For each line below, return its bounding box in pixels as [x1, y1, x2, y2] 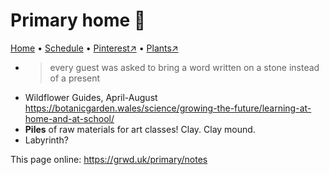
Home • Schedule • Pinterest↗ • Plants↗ [10, 42, 179, 54]
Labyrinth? [24, 134, 69, 146]
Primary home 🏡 [10, 9, 147, 32]
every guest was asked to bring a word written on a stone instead [49, 61, 320, 73]
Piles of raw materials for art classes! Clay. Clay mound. [24, 123, 256, 135]
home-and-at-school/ [24, 112, 115, 124]
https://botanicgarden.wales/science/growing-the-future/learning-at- [24, 102, 312, 114]
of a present [49, 72, 101, 84]
